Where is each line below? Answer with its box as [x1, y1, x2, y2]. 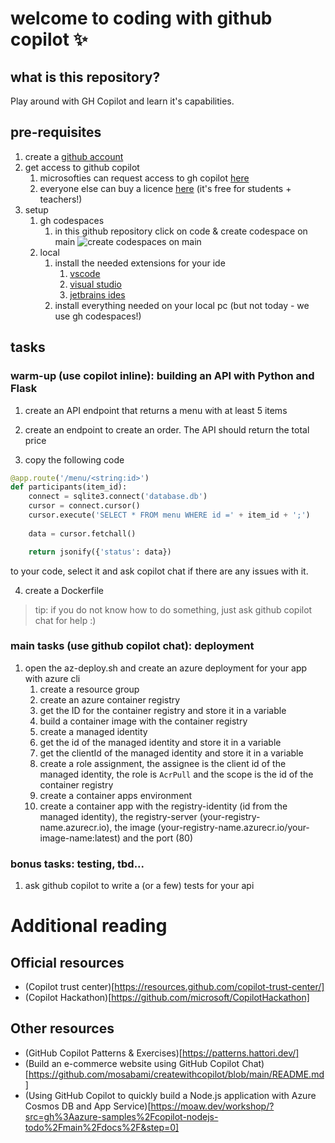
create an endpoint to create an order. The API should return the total [24, 423, 310, 436]
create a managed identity [39, 725, 148, 737]
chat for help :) [34, 614, 97, 626]
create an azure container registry [39, 693, 181, 706]
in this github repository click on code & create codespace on [54, 225, 308, 237]
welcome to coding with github [10, 7, 273, 30]
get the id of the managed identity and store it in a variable [39, 736, 282, 748]
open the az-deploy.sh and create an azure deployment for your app [24, 662, 308, 674]
